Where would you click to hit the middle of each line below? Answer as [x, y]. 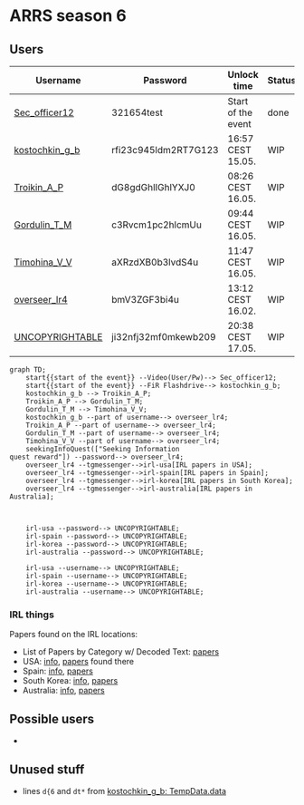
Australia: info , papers [64, 691]
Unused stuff [47, 769]
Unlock [243, 75]
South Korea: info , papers [70, 681]
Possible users [52, 718]
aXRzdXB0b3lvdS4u [155, 262]
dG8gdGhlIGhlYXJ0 [154, 187]
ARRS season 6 [68, 16]
